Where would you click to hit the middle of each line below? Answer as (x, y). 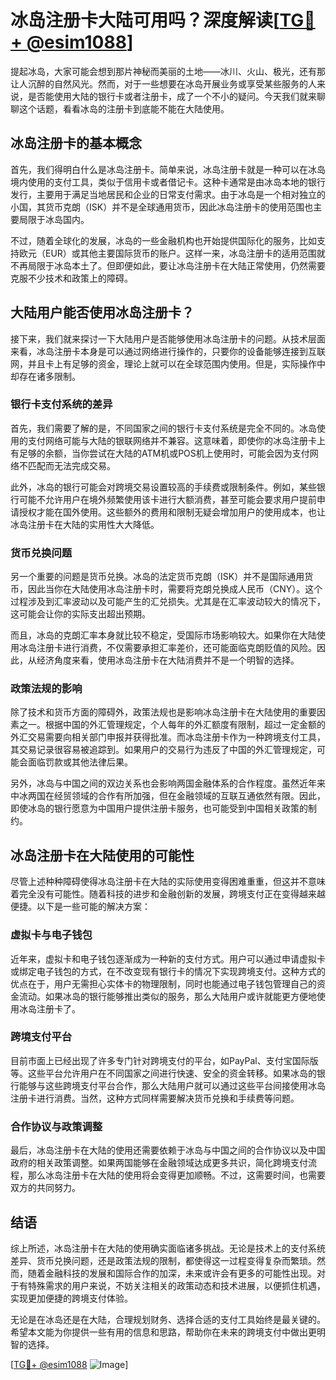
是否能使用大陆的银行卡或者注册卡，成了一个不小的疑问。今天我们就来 (172, 96)
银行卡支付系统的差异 (61, 404)
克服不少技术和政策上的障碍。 (71, 278)
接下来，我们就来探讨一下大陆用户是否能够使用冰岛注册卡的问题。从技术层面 (168, 338)
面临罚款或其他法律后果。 (80, 762)
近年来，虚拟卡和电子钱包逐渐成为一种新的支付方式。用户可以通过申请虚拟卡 (168, 958)
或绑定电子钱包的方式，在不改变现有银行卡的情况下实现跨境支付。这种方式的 (168, 971)
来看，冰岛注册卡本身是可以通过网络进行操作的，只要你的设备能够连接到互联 (168, 351)
